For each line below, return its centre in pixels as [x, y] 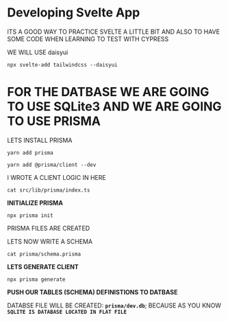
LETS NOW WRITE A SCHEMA [50, 241]
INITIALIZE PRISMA [35, 203]
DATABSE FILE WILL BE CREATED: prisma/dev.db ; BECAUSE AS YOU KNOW [114, 305]
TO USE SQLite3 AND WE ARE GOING [114, 107]
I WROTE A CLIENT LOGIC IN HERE [56, 177]
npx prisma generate [37, 279]
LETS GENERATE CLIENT [43, 266]
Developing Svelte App [74, 13]
